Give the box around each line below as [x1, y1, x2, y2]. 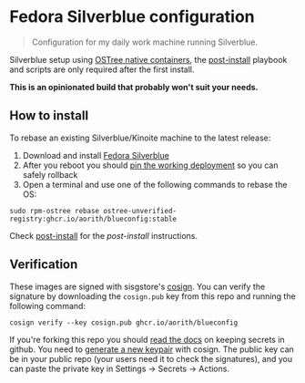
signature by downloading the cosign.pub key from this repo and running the [9, 290, 296, 302]
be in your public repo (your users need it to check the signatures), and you [9, 353, 293, 364]
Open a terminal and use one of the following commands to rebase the [22, 179, 288, 190]
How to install [9, 108, 89, 124]
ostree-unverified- [103, 206, 178, 215]
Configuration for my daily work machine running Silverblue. [31, 36, 258, 47]
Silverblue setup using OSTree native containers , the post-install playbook [9, 54, 288, 65]
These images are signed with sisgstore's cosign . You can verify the [9, 281, 266, 292]
